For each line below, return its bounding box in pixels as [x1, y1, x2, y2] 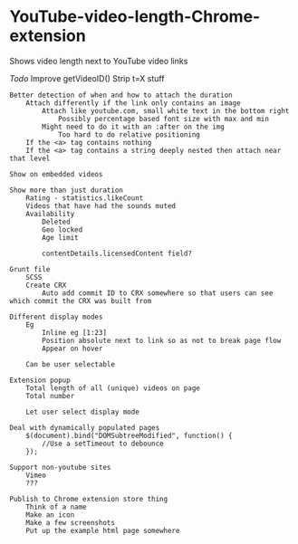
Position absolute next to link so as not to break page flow [42, 336, 282, 345]
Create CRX [25, 281, 67, 290]
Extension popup [9, 376, 71, 385]
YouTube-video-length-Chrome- [9, 6, 261, 27]
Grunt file [9, 264, 51, 273]
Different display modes [9, 312, 103, 321]
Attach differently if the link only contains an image [25, 98, 242, 108]
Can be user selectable [25, 359, 116, 368]
